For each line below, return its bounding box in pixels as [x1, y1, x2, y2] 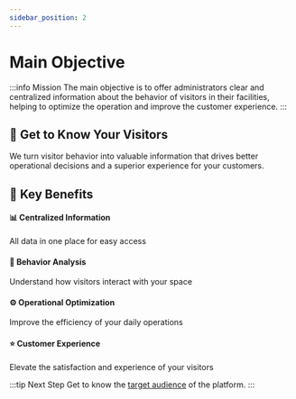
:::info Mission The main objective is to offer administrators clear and [9, 82, 264, 93]
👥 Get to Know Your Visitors [9, 127, 169, 142]
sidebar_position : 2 [9, 13, 88, 23]
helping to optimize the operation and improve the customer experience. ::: [9, 101, 287, 112]
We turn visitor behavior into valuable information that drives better [9, 150, 259, 162]
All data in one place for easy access [9, 235, 147, 246]
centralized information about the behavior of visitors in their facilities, [9, 91, 271, 102]
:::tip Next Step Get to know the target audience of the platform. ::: [9, 379, 255, 390]
